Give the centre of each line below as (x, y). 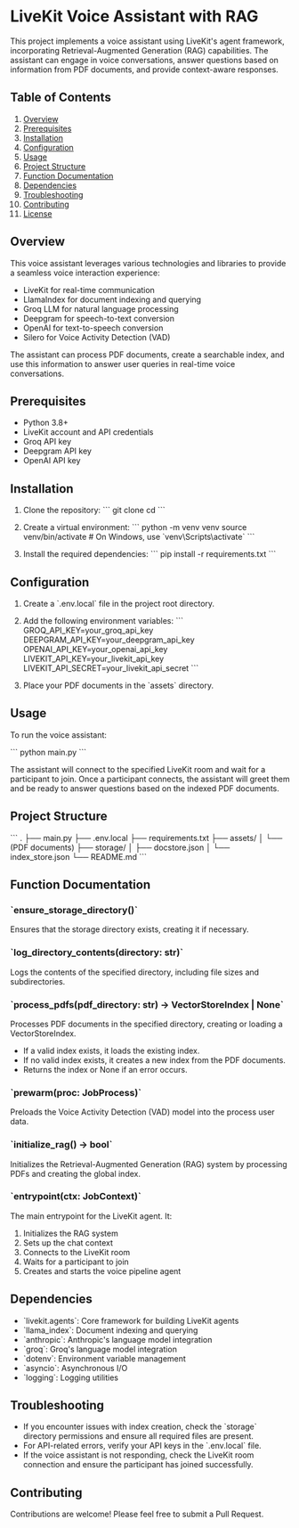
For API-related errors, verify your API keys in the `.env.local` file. (142, 1446)
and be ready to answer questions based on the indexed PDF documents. (145, 788)
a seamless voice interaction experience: (85, 273)
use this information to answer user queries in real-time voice (123, 364)
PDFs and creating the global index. (76, 1173)
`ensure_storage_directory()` (74, 910)
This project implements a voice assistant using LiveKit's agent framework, (148, 41)
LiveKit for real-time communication (89, 290)
